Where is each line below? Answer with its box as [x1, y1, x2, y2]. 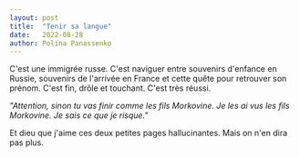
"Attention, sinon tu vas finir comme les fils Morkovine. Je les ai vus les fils [9, 101, 290, 112]
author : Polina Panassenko [9, 38, 112, 48]
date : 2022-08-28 [9, 30, 84, 39]
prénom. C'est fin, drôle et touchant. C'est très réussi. [9, 83, 211, 93]
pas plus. [9, 137, 44, 148]
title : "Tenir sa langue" [9, 22, 112, 31]
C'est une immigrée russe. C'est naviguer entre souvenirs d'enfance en [9, 64, 278, 74]
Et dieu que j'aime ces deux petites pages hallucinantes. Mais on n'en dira [9, 128, 288, 139]
